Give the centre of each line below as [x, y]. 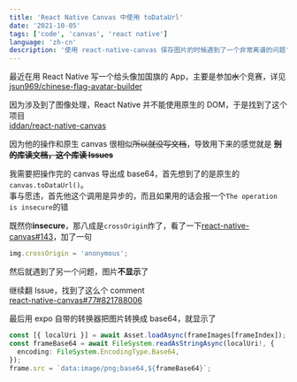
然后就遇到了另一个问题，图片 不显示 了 [79, 271]
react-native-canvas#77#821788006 [76, 300]
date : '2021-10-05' [45, 26]
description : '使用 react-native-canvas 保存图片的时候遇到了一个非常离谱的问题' [149, 50]
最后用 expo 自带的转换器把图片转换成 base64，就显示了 [113, 318]
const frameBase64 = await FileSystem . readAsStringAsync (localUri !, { [142, 343]
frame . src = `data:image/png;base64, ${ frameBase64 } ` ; [110, 368]
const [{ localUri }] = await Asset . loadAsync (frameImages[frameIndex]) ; [148, 335]
